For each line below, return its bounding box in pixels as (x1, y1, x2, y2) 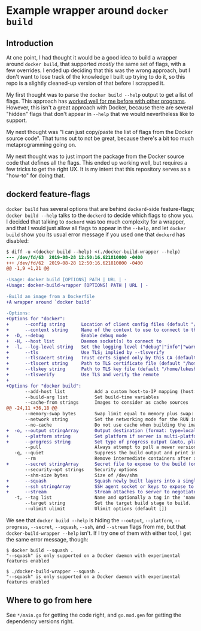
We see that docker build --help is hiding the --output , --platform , (6, 516, 174, 523)
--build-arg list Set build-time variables (25, 394, 160, 400)
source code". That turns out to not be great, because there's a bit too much (6, 135, 194, 142)
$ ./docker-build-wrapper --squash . (6, 569, 100, 575)
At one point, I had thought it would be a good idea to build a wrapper (6, 54, 178, 61)
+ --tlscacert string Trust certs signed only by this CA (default (6, 355, 197, 361)
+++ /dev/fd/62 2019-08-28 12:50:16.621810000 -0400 (6, 260, 144, 266)
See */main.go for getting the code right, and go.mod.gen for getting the (6, 611, 182, 618)
